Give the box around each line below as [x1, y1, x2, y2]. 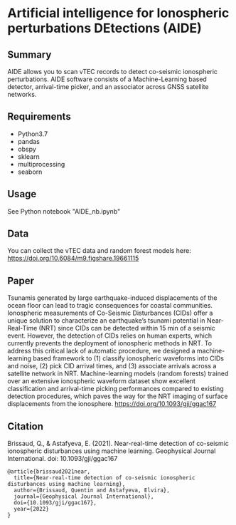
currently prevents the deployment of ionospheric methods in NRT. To [7, 339, 212, 348]
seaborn [17, 167, 43, 176]
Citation [7, 420, 44, 432]
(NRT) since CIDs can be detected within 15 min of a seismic [38, 324, 215, 333]
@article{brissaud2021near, [7, 468, 91, 475]
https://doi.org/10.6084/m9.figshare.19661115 [7, 254, 139, 263]
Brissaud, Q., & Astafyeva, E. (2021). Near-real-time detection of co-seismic [7, 440, 229, 448]
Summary [7, 48, 52, 61]
